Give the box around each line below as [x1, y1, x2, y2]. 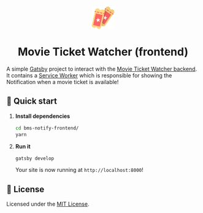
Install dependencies [15, 112, 71, 120]
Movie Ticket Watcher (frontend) [17, 45, 189, 59]
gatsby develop [15, 155, 55, 161]
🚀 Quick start [6, 96, 57, 107]
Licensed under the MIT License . [6, 200, 90, 208]
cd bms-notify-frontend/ [15, 125, 79, 131]
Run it [15, 142, 31, 150]
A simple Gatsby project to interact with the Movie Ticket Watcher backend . [6, 65, 197, 72]
